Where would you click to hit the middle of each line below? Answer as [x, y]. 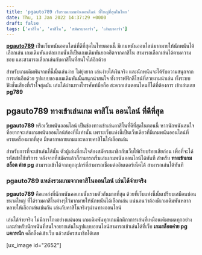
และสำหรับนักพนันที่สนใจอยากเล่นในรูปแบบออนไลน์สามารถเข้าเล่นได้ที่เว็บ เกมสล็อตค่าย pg [97, 227]
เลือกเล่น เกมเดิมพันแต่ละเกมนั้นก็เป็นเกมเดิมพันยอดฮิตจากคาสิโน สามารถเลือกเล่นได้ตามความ [99, 53]
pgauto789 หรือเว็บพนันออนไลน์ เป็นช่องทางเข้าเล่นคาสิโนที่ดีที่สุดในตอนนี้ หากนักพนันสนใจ [100, 126]
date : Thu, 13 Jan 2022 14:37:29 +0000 [56, 18]
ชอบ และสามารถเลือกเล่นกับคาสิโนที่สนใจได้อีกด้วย [56, 60]
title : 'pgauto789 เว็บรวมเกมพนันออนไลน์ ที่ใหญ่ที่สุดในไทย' [68, 12]
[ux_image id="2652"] [34, 245]
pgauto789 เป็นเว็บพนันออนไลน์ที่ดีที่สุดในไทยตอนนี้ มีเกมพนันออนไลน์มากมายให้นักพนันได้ [100, 46]
